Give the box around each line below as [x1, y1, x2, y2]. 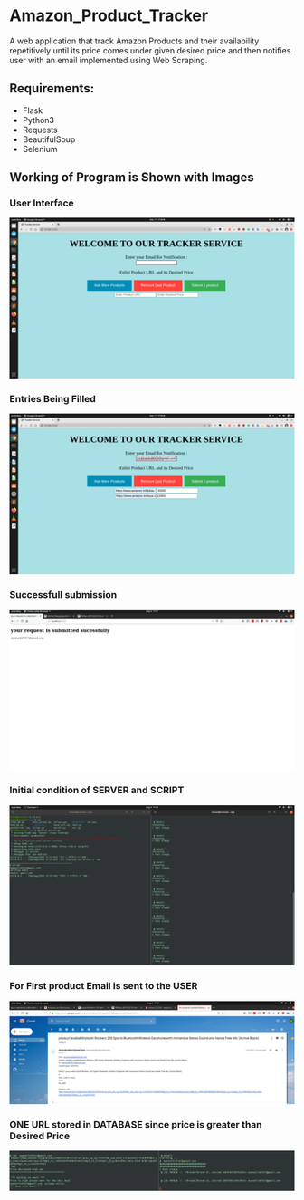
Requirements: [9, 81, 95, 96]
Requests [22, 124, 58, 135]
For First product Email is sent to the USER [9, 980, 198, 993]
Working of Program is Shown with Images [9, 169, 255, 186]
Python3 [22, 114, 54, 125]
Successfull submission [9, 588, 118, 600]
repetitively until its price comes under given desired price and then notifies [9, 44, 291, 55]
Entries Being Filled [9, 392, 97, 405]
